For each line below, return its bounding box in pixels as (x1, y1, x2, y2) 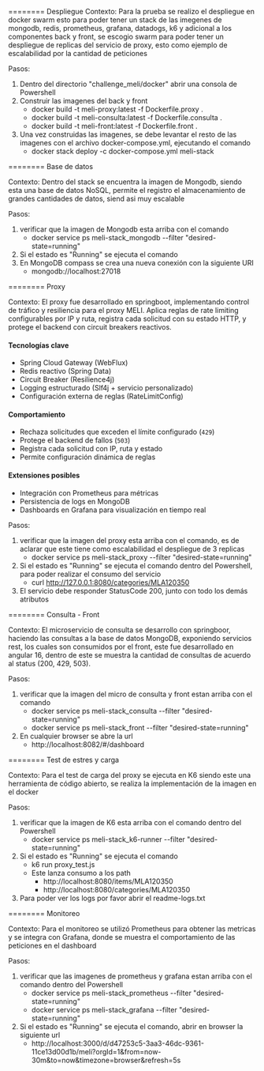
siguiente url (19, 1030, 61, 1039)
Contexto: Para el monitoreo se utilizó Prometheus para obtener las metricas (8, 924, 256, 933)
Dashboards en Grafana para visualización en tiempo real (19, 505, 206, 515)
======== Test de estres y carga (8, 755, 120, 764)
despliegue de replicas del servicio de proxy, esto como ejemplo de (8, 40, 228, 50)
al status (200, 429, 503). (8, 658, 91, 668)
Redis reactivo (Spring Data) (19, 367, 112, 376)
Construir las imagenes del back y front (19, 96, 148, 105)
